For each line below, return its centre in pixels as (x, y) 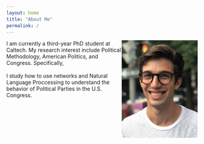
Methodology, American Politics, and (52, 57)
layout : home (23, 13)
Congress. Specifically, (35, 63)
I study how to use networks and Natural (57, 76)
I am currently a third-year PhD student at (58, 44)
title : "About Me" (29, 19)
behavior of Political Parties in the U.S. (54, 89)
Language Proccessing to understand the (58, 83)
